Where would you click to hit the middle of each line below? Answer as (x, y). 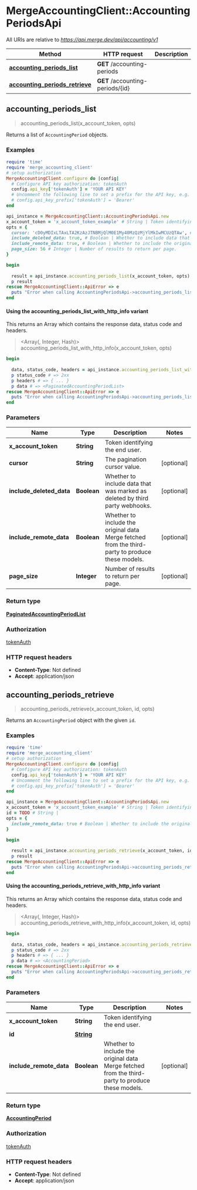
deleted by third (127, 499)
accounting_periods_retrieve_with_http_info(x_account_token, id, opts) (106, 923)
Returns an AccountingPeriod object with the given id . (71, 720)
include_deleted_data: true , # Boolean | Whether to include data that (101, 238)
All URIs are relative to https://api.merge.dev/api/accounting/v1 (82, 39)
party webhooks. (128, 506)
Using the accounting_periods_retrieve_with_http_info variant (83, 886)
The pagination (126, 459)
